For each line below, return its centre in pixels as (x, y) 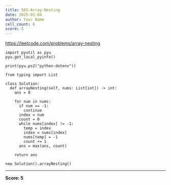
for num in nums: (33, 102)
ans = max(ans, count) (43, 146)
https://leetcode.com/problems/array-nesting (53, 43)
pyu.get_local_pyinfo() (31, 57)
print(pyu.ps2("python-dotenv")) (41, 66)
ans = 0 (22, 93)
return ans (26, 155)
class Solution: (22, 84)
